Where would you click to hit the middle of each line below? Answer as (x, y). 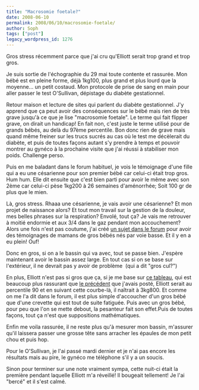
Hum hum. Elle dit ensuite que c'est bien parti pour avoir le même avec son (98, 180)
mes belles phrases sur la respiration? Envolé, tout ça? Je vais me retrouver (99, 216)
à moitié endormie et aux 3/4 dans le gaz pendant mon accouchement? (94, 223)
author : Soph (22, 28)
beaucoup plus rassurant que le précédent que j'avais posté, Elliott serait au (99, 284)
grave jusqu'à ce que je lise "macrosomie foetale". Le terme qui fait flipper (97, 117)
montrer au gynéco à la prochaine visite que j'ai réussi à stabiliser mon (93, 149)
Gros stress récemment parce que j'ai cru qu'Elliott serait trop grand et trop (98, 56)
